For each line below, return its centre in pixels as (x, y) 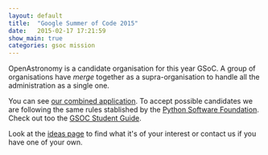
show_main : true (35, 38)
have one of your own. (45, 142)
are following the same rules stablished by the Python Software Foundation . (134, 110)
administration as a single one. (59, 86)
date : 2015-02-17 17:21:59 (57, 31)
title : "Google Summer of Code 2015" (73, 23)
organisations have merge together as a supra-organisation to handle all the (134, 77)
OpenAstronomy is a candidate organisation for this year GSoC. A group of (132, 68)
